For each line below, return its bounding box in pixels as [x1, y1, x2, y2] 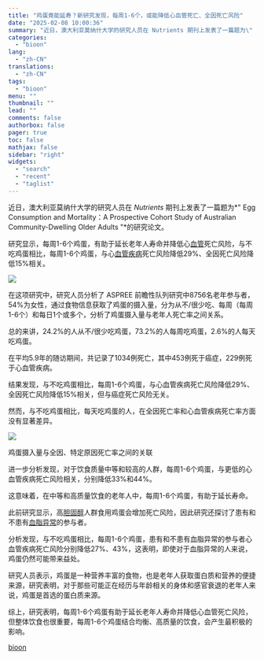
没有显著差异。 [8, 416, 57, 425]
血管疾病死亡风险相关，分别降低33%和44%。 [8, 474, 156, 483]
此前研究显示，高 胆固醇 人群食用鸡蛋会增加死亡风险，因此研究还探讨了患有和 [8, 507, 256, 516]
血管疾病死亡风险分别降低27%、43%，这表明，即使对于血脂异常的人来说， [8, 544, 252, 553]
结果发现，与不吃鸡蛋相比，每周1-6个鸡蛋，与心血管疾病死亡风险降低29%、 [8, 379, 254, 389]
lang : [8, 48, 26, 56]
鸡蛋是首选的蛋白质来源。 [21, 590, 104, 599]
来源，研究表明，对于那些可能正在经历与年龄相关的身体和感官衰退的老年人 [8, 580, 249, 590]
